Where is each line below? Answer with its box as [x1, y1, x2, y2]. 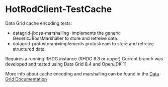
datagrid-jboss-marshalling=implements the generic [12, 30, 121, 36]
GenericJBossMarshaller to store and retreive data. [12, 35, 119, 41]
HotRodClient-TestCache [5, 4, 112, 15]
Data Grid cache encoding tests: [5, 20, 72, 26]
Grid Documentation [5, 76, 47, 82]
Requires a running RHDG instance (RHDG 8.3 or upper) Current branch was [5, 55, 163, 61]
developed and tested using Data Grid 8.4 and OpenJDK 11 [5, 61, 127, 67]
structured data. [12, 46, 46, 52]
